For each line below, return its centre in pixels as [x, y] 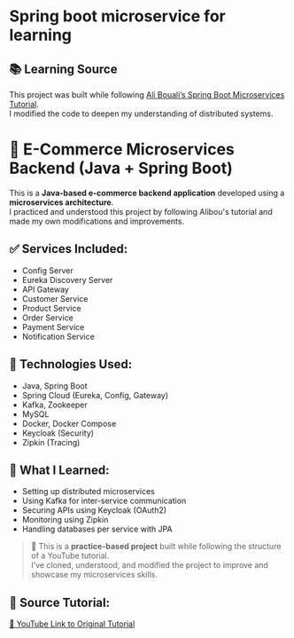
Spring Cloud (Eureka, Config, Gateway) [95, 395]
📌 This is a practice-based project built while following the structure [156, 547]
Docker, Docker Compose [69, 423]
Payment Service [53, 327]
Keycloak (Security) [58, 433]
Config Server [47, 270]
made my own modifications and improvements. [97, 221]
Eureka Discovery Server [67, 280]
